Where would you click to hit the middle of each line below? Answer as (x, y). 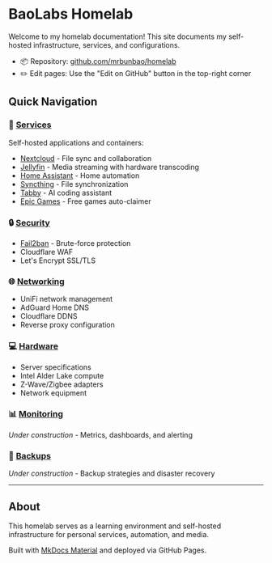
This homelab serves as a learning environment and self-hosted (115, 526)
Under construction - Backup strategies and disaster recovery (112, 473)
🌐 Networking (36, 281)
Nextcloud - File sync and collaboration (86, 158)
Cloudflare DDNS (49, 316)
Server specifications (55, 367)
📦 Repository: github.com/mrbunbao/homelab (98, 61)
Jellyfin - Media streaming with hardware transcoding (110, 167)
